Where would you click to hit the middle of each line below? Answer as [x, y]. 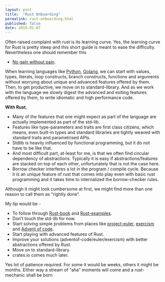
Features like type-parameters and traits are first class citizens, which [83, 127]
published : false [23, 23]
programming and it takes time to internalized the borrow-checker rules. [85, 180]
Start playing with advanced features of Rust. [58, 234]
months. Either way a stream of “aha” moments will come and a [69, 270]
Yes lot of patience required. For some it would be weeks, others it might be [82, 265]
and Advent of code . [33, 229]
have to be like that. [32, 148]
